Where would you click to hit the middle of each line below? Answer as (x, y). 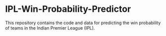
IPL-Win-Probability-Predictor (68, 9)
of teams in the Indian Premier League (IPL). (50, 28)
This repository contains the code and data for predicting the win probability (83, 23)
